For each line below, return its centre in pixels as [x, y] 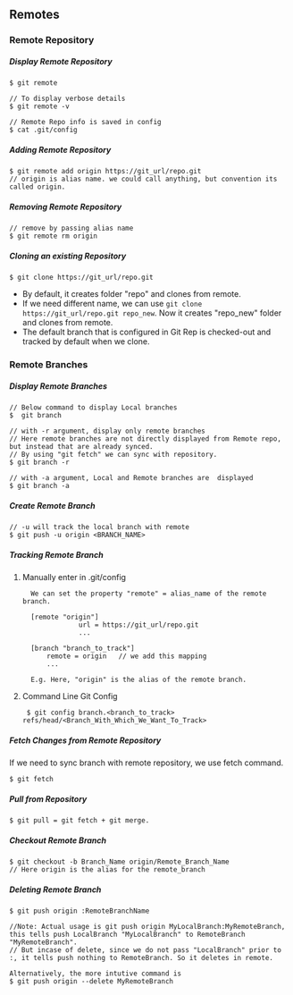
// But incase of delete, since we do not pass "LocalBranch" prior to [145, 950]
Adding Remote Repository [60, 149]
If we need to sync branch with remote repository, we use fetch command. [146, 763]
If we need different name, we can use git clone [112, 304]
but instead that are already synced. [81, 447]
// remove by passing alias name [71, 228]
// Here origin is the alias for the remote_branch [107, 869]
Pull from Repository [48, 798]
